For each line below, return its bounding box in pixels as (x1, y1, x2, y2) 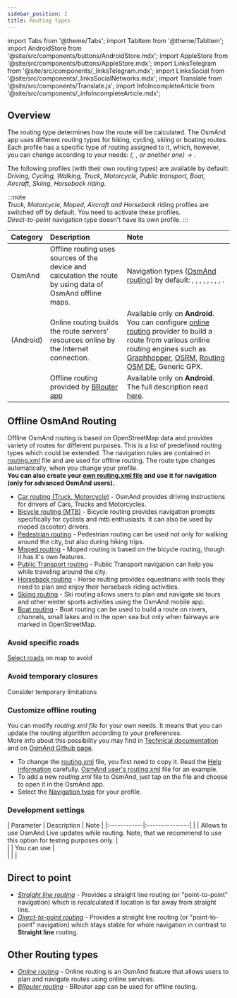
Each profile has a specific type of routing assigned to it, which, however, (7, 143, 221, 152)
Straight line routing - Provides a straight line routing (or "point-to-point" (17, 891, 228, 899)
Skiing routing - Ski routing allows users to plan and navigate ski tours (17, 590, 221, 599)
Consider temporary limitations (7, 687, 97, 696)
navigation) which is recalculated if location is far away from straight (17, 898, 217, 907)
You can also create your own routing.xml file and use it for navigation (7, 471, 217, 480)
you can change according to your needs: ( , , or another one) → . (7, 151, 196, 159)
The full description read (126, 382, 208, 392)
